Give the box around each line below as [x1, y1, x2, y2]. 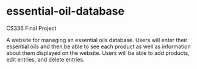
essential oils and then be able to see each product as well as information [6, 43, 191, 50]
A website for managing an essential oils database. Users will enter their [6, 36, 188, 43]
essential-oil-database [6, 4, 125, 18]
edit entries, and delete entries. [6, 56, 85, 63]
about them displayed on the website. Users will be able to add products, [6, 49, 190, 56]
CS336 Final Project [6, 24, 57, 32]
